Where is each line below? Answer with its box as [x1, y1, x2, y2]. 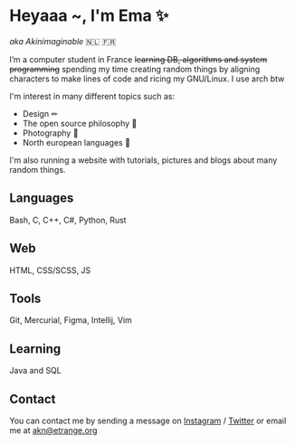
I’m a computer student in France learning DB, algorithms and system [9, 53, 268, 64]
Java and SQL [9, 365, 62, 376]
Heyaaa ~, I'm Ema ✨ [9, 5, 169, 26]
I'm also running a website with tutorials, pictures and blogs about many [9, 155, 278, 166]
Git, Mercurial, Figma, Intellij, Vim [9, 315, 133, 326]
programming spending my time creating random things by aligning [9, 63, 261, 74]
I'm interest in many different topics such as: [9, 90, 175, 101]
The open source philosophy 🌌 [22, 118, 138, 128]
